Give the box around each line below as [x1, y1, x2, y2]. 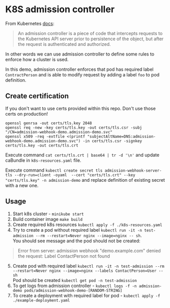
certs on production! [5, 110, 48, 117]
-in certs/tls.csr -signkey [82, 138, 143, 144]
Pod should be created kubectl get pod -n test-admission [12, 277, 137, 283]
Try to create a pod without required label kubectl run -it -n [12, 227, 143, 233]
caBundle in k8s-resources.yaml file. [5, 157, 81, 163]
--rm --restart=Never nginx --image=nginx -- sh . [35, 232, 142, 238]
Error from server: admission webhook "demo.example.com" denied [17, 247, 161, 254]
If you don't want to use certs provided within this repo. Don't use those [5, 105, 156, 111]
